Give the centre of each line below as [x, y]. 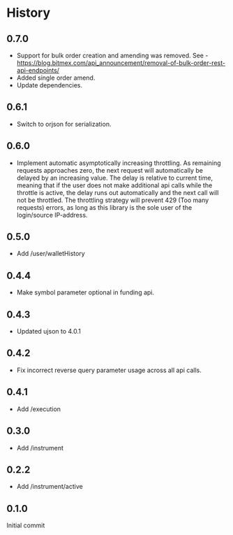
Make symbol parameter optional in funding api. [85, 292]
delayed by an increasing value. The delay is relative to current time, [115, 178]
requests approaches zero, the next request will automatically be [110, 170]
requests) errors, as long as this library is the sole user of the [104, 207]
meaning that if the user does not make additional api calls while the [114, 185]
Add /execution [38, 409]
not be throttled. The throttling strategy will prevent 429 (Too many [113, 200]
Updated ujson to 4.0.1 [49, 331]
